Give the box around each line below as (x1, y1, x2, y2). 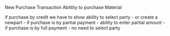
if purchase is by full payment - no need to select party (5, 25, 120, 31)
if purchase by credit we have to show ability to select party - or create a (5, 14, 158, 20)
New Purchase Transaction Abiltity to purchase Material (5, 5, 122, 10)
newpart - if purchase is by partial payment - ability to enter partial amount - (5, 20, 165, 25)
